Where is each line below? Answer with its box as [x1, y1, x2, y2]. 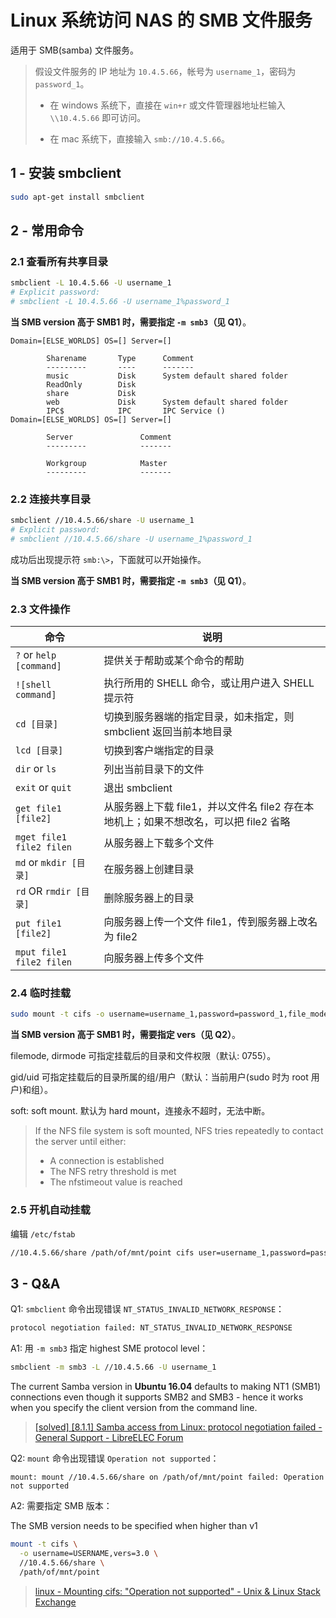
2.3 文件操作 [10, 602, 71, 616]
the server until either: [34, 1136, 127, 1148]
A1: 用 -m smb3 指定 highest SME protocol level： [10, 1342, 209, 1355]
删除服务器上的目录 [103, 891, 195, 905]
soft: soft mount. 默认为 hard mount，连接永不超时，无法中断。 [10, 1105, 271, 1117]
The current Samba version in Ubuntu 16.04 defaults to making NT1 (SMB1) [10, 1381, 322, 1393]
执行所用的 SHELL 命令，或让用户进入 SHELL [103, 676, 315, 690]
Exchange [34, 1596, 77, 1608]
